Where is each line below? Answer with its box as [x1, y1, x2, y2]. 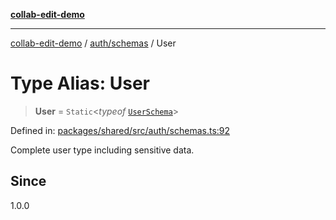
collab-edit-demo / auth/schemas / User [10, 37, 177, 49]
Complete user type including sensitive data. [10, 144, 195, 156]
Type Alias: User [10, 72, 151, 95]
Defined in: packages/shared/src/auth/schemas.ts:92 [10, 124, 231, 136]
